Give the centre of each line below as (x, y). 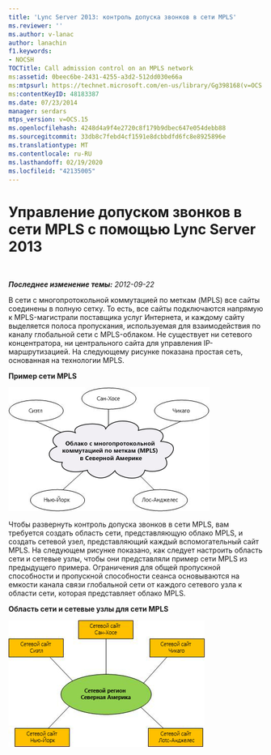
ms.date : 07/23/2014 (43, 102)
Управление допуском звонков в (125, 212)
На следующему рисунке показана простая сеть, (157, 352)
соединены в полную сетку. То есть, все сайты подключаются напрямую (136, 309)
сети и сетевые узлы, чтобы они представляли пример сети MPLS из (128, 559)
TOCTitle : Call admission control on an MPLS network (101, 69)
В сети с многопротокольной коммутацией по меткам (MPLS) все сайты (134, 301)
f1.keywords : (30, 51)
